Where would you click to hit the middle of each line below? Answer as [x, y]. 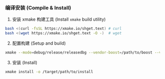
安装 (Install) [25, 62]
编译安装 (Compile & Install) [38, 7]
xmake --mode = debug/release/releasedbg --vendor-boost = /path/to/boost [79, 53]
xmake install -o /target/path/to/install [49, 72]
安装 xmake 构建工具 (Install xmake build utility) [59, 19]
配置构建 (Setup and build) [39, 43]
